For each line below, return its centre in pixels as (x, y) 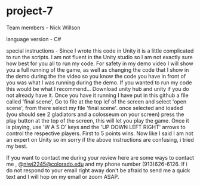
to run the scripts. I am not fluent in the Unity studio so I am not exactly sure (99, 57)
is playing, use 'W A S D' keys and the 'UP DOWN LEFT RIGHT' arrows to (96, 127)
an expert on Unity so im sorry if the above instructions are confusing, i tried (100, 139)
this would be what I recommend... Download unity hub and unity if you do (98, 89)
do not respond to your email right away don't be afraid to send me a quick (98, 170)
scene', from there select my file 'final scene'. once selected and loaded (95, 108)
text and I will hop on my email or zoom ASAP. (63, 176)
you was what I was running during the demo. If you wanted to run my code (99, 83)
